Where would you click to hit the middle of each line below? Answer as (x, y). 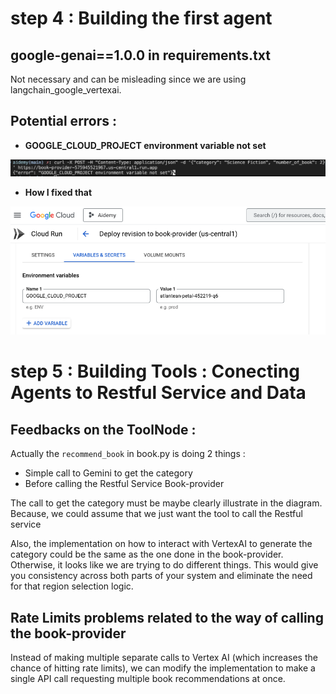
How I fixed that (58, 192)
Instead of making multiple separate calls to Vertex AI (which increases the (164, 657)
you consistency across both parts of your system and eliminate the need (161, 576)
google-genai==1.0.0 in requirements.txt (140, 55)
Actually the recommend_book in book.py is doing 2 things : (128, 454)
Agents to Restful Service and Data (158, 393)
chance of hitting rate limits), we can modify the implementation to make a (163, 668)
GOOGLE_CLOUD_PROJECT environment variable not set (145, 145)
